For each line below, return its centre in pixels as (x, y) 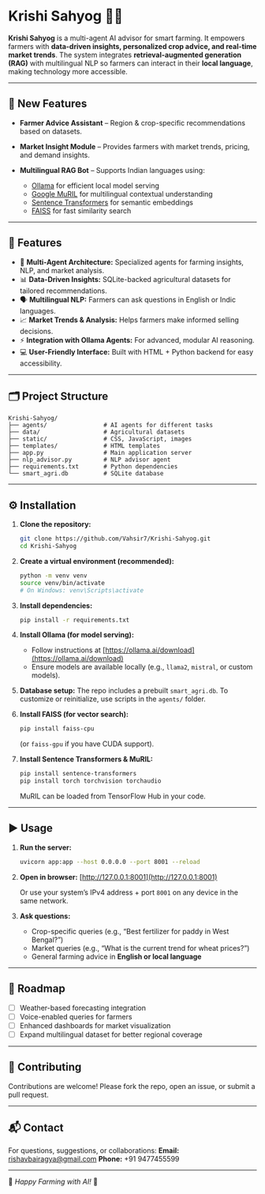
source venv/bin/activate (62, 583)
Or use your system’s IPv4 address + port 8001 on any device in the (129, 892)
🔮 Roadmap (37, 989)
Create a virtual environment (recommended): (97, 561)
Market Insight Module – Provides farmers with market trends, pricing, (134, 146)
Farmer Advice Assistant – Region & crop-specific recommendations (132, 122)
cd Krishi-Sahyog (48, 546)
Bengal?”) (47, 940)
